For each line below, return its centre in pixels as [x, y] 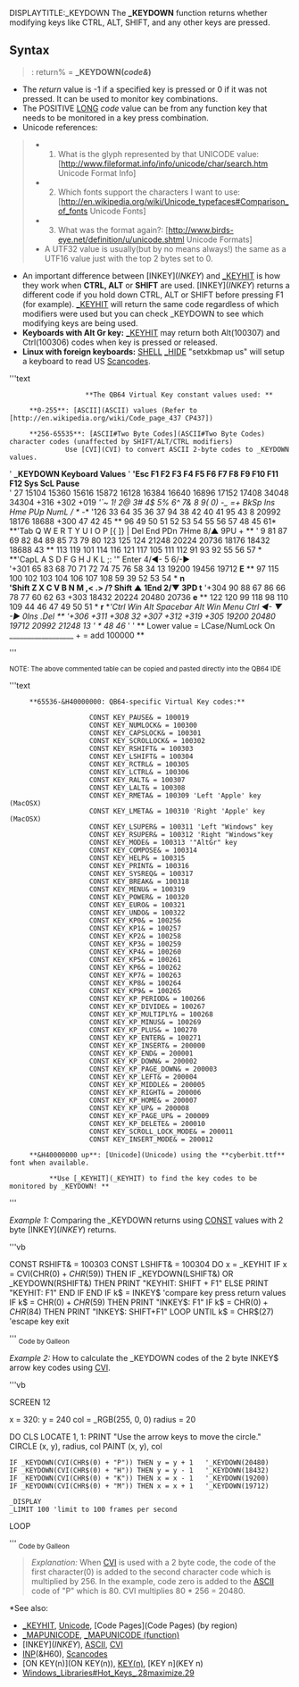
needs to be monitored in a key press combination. [115, 117]
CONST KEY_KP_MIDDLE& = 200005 [147, 1084]
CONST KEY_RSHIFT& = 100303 [141, 748]
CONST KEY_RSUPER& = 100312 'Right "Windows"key [181, 834]
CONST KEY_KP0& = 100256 [135, 920]
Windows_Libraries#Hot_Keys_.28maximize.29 [108, 1673]
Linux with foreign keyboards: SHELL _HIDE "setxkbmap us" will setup [154, 351]
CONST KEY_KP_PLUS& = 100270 [143, 1030]
